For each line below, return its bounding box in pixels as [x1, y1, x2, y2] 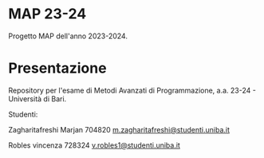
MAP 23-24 [8, 5, 87, 23]
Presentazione [8, 59, 107, 77]
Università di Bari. [8, 93, 67, 104]
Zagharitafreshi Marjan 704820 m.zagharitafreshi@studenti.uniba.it [8, 124, 230, 134]
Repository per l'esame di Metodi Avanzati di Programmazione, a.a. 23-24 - [8, 85, 257, 95]
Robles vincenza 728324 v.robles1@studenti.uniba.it [8, 140, 181, 150]
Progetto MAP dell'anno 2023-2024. [8, 31, 128, 41]
